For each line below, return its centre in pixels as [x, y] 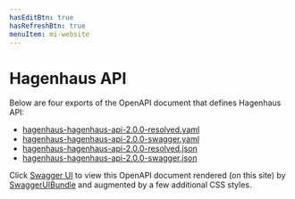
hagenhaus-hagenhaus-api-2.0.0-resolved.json [110, 149]
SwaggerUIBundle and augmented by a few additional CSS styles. [131, 185]
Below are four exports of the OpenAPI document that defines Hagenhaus [145, 103]
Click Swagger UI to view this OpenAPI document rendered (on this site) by [147, 176]
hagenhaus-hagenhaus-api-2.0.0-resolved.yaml [111, 129]
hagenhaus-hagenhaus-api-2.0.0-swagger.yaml [110, 139]
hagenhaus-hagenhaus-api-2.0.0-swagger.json [110, 158]
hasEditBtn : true [42, 17]
